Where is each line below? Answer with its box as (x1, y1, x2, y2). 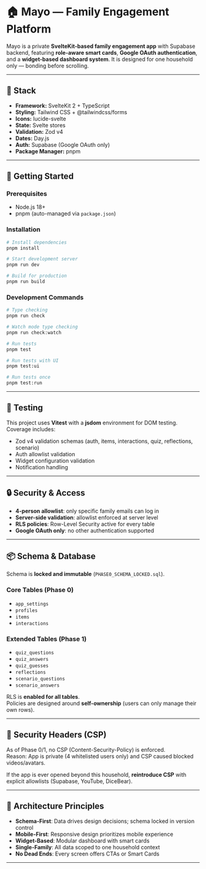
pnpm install (6, 245, 40, 251)
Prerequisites (6, 190, 47, 198)
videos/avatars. (6, 759, 46, 766)
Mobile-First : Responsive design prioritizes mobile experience (15, 830, 174, 838)
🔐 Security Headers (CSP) (6, 730, 107, 740)
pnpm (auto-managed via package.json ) (15, 210, 116, 217)
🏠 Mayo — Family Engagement (6, 5, 170, 19)
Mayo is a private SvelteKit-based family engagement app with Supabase (6, 42, 196, 50)
